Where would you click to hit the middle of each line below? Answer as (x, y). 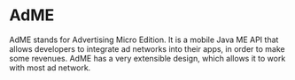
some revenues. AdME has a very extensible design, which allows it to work (147, 58)
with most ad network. (50, 68)
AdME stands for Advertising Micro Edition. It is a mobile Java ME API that (144, 40)
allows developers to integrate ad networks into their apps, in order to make (147, 48)
